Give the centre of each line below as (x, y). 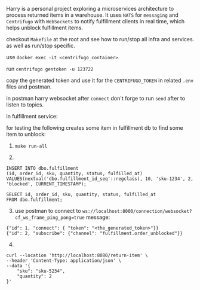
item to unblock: (26, 134)
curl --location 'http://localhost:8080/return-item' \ (77, 255)
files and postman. (29, 87)
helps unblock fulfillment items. (45, 28)
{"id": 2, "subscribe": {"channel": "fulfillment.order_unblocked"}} (95, 233)
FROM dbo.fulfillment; (34, 200)
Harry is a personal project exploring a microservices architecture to (90, 9)
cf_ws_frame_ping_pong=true (50, 218)
